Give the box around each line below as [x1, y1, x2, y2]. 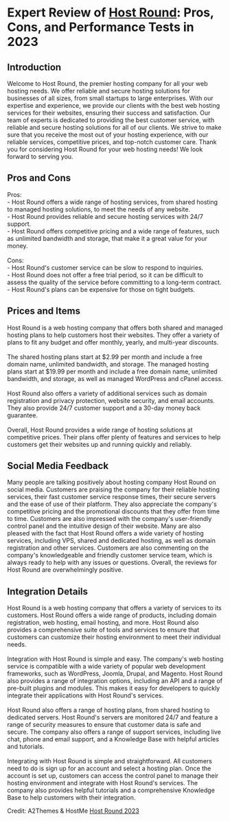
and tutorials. [7, 743, 45, 751]
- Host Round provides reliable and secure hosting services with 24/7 [7, 212, 204, 220]
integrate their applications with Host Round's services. [7, 691, 163, 699]
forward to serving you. [7, 152, 73, 161]
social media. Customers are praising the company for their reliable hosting [7, 485, 220, 494]
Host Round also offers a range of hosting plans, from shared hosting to [7, 706, 210, 715]
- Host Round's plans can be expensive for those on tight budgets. [7, 285, 196, 293]
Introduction [7, 61, 62, 73]
